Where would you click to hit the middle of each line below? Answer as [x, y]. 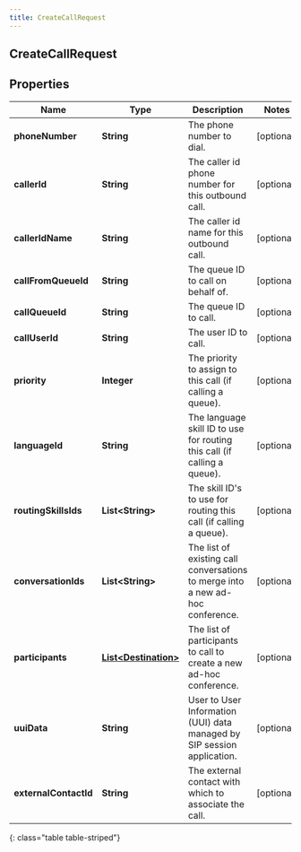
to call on [207, 281]
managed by [214, 734]
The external [215, 770]
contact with [214, 781]
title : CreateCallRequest [57, 17]
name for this [215, 232]
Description [218, 109]
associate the [216, 804]
